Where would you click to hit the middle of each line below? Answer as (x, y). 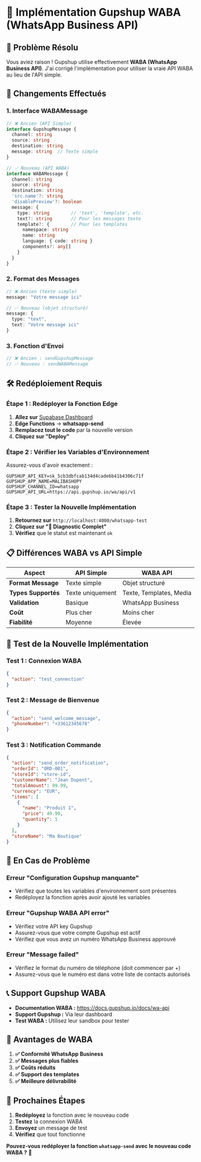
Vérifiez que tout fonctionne (50, 1134)
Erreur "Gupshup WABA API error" (58, 913)
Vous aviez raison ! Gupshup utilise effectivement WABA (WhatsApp (92, 62)
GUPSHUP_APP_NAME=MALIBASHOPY (44, 482)
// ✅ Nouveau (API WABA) (38, 168)
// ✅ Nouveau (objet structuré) (47, 308)
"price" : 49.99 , (42, 814)
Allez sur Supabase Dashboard (54, 417)
